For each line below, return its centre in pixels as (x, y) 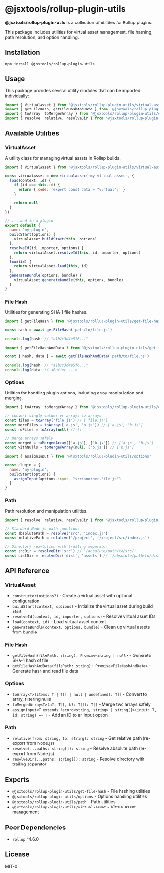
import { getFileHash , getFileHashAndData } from (57, 109)
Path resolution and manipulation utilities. (46, 511)
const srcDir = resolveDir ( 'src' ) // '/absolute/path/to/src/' (71, 551)
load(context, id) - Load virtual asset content (59, 621)
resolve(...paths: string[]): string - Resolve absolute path (75, 748)
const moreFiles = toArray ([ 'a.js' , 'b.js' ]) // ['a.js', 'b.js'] (74, 425)
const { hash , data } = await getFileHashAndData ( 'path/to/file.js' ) (77, 356)
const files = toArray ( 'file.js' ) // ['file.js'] (57, 421)
